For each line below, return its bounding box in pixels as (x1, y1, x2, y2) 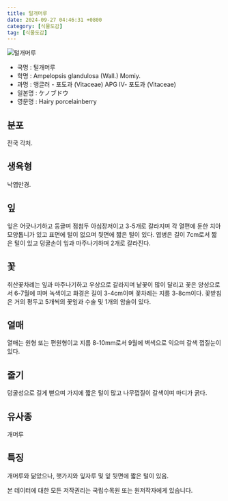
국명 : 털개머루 (16, 63, 56, 72)
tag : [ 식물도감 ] (7, 29, 48, 36)
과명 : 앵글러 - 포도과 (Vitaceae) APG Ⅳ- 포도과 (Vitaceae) (16, 80, 176, 89)
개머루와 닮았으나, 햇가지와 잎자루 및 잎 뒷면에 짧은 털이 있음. (7, 472, 169, 480)
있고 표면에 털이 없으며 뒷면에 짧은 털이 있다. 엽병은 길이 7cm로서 (36, 230, 210, 238)
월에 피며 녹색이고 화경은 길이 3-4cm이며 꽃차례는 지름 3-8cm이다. (23, 289, 203, 297)
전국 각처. (7, 139, 33, 147)
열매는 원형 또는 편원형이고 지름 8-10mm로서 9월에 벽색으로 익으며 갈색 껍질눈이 (7, 339, 222, 347)
